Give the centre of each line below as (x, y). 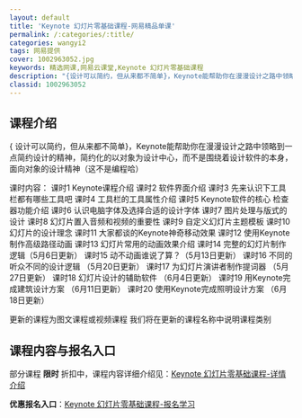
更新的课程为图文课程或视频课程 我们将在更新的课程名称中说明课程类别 (140, 319)
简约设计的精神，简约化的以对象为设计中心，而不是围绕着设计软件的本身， (155, 157)
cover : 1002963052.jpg (52, 59)
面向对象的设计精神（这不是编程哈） (76, 169)
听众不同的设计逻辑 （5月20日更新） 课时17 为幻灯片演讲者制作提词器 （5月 (149, 267)
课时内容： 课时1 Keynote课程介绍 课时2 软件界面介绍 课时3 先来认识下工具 (148, 188)
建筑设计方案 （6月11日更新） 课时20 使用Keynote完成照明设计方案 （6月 (152, 289)
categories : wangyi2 (48, 43)
